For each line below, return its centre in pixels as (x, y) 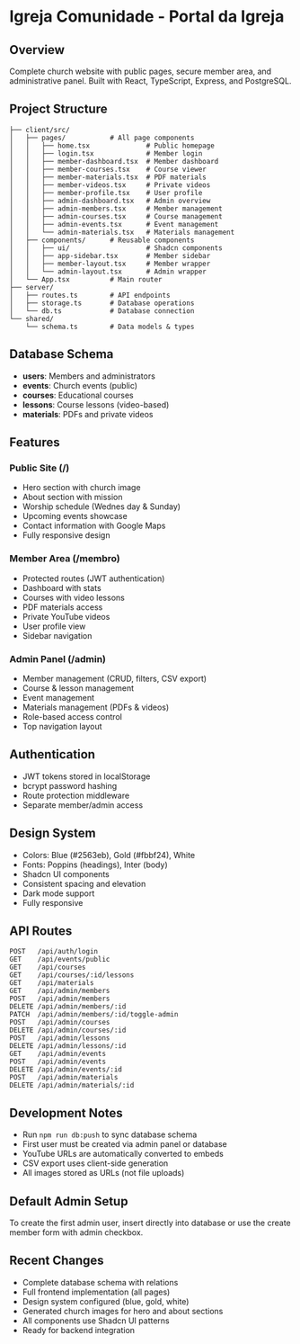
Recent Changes (57, 1261)
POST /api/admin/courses (60, 1023)
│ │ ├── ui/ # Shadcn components (116, 248)
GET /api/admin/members (60, 991)
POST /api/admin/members (60, 999)
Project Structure (58, 109)
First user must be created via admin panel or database (124, 1144)
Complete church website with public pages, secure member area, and (141, 71)
